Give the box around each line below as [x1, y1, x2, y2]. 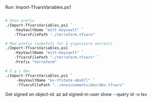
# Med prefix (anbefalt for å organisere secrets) [5, 41, 113, 46]
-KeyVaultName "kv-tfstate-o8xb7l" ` [16, 78, 95, 83]
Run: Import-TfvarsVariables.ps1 [5, 4, 71, 10]
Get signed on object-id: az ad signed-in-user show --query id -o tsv [5, 92, 147, 98]
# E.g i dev [5, 68, 30, 74]
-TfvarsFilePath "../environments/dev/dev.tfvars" [16, 82, 124, 88]
